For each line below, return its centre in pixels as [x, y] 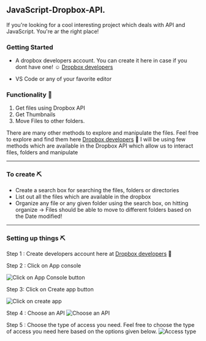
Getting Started [30, 47]
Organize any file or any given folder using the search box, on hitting [102, 203]
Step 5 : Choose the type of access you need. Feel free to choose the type [101, 325]
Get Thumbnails [35, 114]
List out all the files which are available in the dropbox [83, 197]
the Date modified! [39, 216]
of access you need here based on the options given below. [82, 331]
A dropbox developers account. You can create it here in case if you [101, 61]
